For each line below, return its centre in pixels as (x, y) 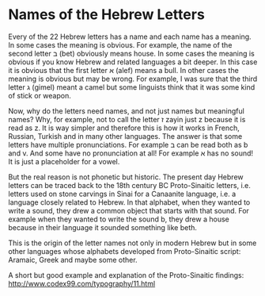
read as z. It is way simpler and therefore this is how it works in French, (124, 128)
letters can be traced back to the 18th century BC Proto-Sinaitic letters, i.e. (130, 185)
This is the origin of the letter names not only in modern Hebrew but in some (132, 243)
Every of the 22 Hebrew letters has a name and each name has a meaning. (130, 37)
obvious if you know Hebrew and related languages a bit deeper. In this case (133, 62)
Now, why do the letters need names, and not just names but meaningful (127, 111)
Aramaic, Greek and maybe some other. (73, 259)
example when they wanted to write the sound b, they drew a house (119, 219)
